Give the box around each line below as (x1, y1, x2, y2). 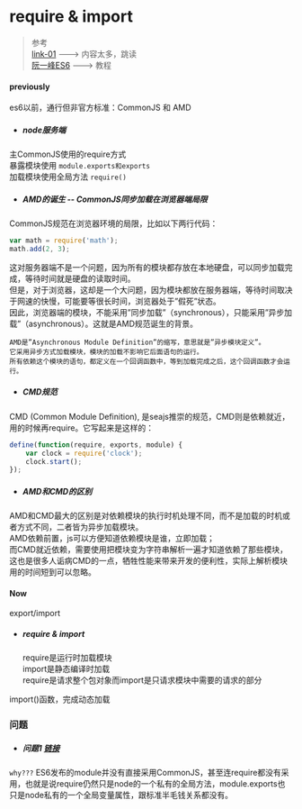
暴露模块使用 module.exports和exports (9, 160, 151, 171)
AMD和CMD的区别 (22, 486, 93, 496)
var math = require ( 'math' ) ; (9, 236, 119, 245)
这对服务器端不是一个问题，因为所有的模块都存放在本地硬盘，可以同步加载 (9, 261, 285, 272)
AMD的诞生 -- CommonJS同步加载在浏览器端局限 (22, 194, 209, 205)
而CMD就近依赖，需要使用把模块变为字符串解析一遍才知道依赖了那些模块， (9, 544, 288, 555)
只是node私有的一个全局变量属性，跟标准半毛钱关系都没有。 (9, 790, 234, 801)
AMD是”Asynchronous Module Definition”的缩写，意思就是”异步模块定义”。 (9, 338, 266, 347)
